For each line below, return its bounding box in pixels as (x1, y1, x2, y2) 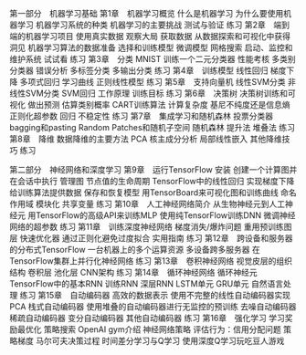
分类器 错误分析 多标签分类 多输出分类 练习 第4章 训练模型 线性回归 (9, 65, 269, 76)
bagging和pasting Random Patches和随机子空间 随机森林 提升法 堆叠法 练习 (9, 122, 295, 132)
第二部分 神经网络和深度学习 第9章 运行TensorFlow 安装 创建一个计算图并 (9, 164, 298, 175)
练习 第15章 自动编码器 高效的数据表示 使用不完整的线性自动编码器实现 (19, 290, 290, 300)
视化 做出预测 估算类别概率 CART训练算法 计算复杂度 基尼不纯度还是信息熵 (9, 99, 290, 110)
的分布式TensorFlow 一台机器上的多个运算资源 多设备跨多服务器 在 (9, 245, 260, 255)
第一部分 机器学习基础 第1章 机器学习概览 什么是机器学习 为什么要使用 (9, 8, 284, 18)
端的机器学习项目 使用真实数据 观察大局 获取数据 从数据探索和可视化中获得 (9, 31, 290, 41)
